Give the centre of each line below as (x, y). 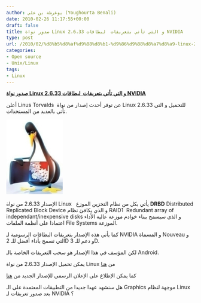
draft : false (22, 25)
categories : (21, 51)
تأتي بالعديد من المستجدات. (36, 111)
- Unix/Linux (22, 63)
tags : (13, 69)
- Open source (24, 57)
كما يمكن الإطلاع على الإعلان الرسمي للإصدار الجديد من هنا (71, 276)
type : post (20, 38)
